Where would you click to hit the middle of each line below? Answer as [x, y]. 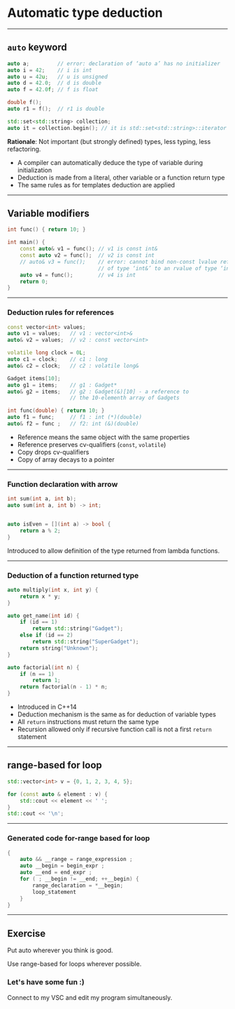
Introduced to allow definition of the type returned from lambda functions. [114, 550]
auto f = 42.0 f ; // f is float [53, 90]
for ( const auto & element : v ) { [58, 794]
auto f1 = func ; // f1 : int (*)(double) [74, 417]
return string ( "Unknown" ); [59, 648]
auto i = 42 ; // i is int [50, 70]
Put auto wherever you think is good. [60, 950]
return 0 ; [34, 281]
